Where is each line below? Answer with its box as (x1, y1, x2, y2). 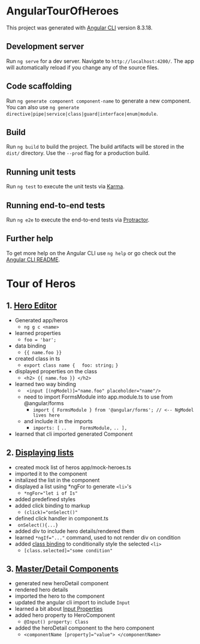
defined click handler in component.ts (14, 514, 109, 522)
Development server (6, 41, 84, 52)
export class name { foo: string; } (23, 362, 119, 369)
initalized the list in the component (14, 476, 100, 484)
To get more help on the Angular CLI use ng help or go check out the (6, 249, 176, 256)
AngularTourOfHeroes (6, 4, 119, 18)
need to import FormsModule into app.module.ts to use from (23, 393, 173, 400)
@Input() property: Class (23, 619, 89, 625)
